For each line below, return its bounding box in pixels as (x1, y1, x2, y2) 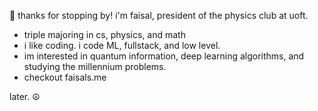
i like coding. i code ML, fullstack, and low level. (23, 40, 221, 51)
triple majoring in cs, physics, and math (23, 29, 186, 40)
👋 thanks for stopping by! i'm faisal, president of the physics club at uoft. (9, 10, 309, 21)
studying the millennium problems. (23, 61, 167, 72)
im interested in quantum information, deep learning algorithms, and (23, 50, 305, 62)
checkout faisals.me (23, 71, 107, 83)
